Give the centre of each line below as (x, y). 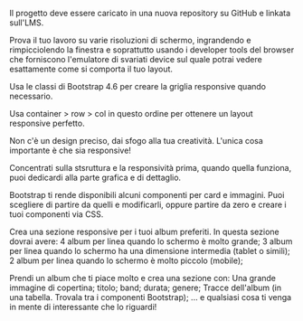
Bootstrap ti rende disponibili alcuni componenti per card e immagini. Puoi (147, 195)
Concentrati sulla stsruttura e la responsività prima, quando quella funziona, (151, 168)
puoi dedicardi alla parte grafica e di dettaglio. (95, 177)
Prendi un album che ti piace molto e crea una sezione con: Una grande (143, 278)
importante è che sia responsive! (70, 150)
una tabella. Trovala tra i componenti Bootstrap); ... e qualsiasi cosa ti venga (151, 297)
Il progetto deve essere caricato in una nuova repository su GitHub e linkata (150, 13)
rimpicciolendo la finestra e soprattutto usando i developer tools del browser (152, 50)
